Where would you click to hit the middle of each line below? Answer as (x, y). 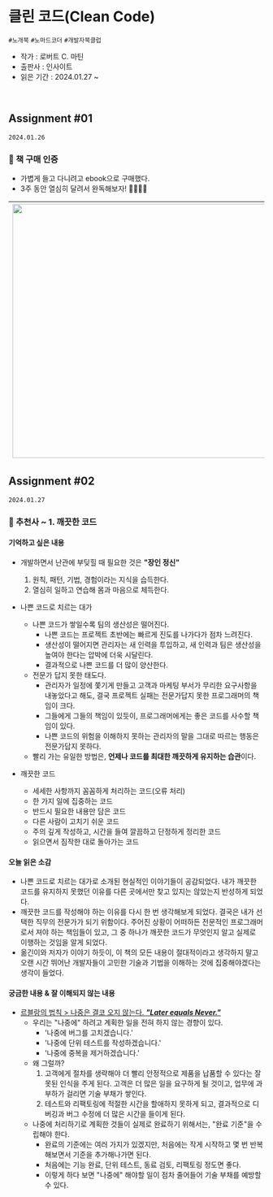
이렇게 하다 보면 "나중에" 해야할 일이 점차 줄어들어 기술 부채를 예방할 (153, 1175)
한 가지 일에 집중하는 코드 (73, 800)
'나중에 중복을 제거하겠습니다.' (92, 1053)
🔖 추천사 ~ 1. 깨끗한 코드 (53, 522)
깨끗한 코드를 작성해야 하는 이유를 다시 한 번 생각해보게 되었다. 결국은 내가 (137, 912)
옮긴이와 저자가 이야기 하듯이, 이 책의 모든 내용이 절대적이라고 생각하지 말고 (139, 952)
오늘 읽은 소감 (30, 861)
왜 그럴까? (48, 1063)
